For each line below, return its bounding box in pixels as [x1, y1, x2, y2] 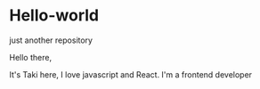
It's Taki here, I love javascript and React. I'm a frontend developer [9, 69, 252, 80]
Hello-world [9, 5, 100, 26]
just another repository [9, 35, 93, 45]
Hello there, [9, 52, 52, 62]
